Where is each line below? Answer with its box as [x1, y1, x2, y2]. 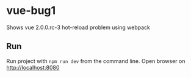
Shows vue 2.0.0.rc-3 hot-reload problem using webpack [6, 24, 151, 31]
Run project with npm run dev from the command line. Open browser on [6, 57, 186, 64]
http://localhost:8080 [6, 64, 60, 71]
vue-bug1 [6, 4, 56, 18]
